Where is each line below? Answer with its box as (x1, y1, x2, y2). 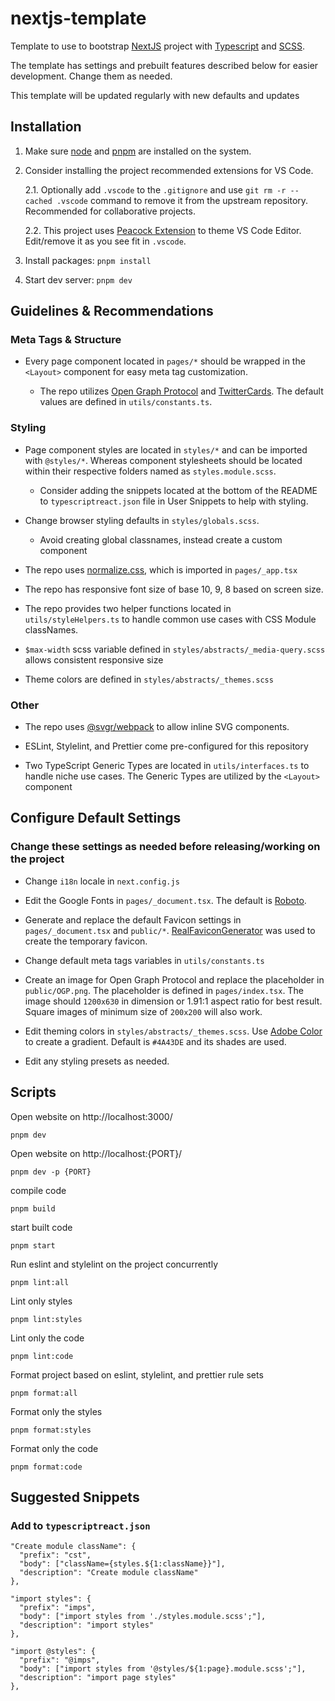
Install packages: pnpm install (24, 254, 152, 266)
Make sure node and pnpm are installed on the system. (24, 145, 252, 157)
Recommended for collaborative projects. (24, 205, 196, 217)
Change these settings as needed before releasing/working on (10, 840, 321, 854)
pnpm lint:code (10, 1351, 74, 1361)
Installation (10, 118, 82, 136)
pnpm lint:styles (10, 1314, 83, 1324)
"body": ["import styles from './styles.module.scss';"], (19, 1612, 267, 1622)
